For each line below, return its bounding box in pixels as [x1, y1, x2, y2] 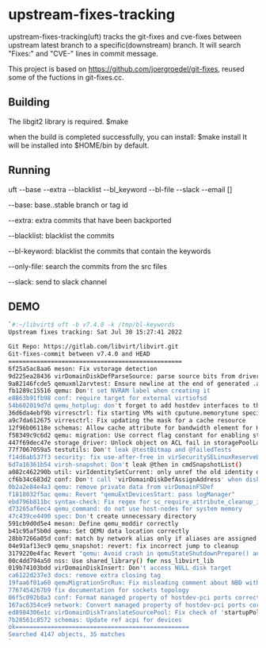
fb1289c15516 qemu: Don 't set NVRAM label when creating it [8, 387, 211, 395]
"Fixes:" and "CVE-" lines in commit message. [8, 48, 158, 58]
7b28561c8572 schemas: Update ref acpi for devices [8, 615, 182, 624]
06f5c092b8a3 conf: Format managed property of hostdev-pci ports [8, 593, 232, 601]
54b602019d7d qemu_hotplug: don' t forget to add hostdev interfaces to [8, 402, 249, 410]
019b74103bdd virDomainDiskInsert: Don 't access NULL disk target [8, 564, 232, 573]
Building [8, 95, 50, 109]
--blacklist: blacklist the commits [8, 230, 115, 240]
